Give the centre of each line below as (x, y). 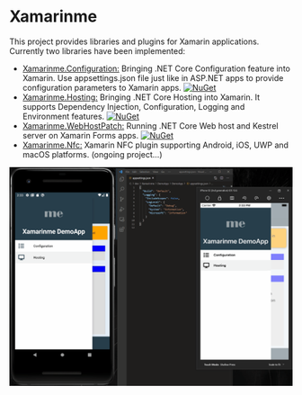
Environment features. (63, 116)
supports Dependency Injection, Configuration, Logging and (133, 106)
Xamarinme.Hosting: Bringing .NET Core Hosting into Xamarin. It (141, 97)
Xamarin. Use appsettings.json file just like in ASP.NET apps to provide (153, 77)
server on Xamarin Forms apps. (80, 135)
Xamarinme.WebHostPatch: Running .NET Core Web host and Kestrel (150, 126)
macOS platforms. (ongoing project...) (93, 154)
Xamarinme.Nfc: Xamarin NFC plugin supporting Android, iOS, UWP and (155, 145)
